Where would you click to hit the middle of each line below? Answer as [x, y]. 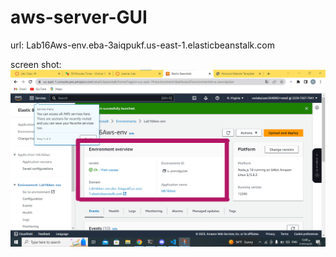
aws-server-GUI [79, 17]
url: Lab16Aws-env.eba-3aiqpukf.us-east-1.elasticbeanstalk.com [142, 45]
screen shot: [36, 64]
